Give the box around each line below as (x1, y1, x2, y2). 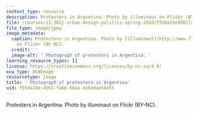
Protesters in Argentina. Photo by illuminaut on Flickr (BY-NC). (6, 101, 157, 108)
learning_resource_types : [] (6, 58, 78, 63)
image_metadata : (6, 31, 46, 36)
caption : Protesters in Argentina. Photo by (11, 36, 123, 42)
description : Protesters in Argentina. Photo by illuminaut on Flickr (6, 14, 183, 20)
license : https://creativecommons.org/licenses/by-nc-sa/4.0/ (6, 63, 162, 69)
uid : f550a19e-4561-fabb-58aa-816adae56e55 (6, 85, 115, 91)
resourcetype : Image (6, 74, 57, 80)
